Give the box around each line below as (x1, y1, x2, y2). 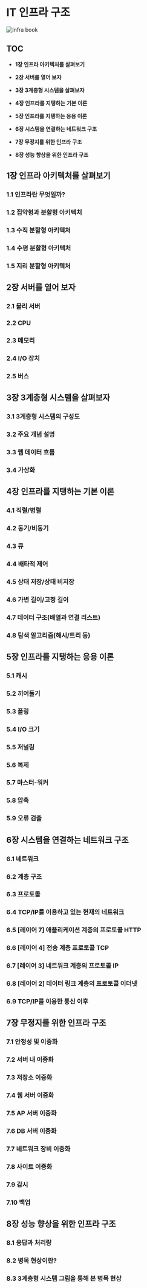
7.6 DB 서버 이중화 (6, 1126, 57, 1135)
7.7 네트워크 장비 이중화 (6, 1144, 71, 1153)
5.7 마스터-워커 (6, 778, 49, 787)
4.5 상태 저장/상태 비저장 (6, 577, 74, 586)
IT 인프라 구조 (6, 5, 71, 19)
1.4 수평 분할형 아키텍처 (6, 244, 71, 252)
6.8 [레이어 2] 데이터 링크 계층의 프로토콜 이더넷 (6, 980, 138, 988)
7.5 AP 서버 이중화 (6, 1109, 57, 1117)
